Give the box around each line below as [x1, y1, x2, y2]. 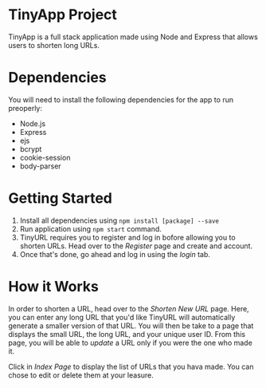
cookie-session [19, 152, 71, 162]
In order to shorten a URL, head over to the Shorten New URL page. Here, [8, 303, 249, 313]
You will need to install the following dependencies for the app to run [8, 94, 233, 105]
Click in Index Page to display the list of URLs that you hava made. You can [8, 362, 254, 371]
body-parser [19, 161, 61, 171]
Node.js [19, 118, 46, 129]
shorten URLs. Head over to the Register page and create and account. [19, 241, 253, 251]
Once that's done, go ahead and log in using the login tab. [19, 249, 211, 259]
